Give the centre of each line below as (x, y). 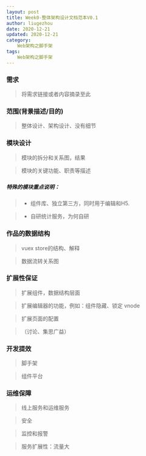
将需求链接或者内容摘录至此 (56, 94)
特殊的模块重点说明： (33, 187)
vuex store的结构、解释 (50, 248)
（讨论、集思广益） (45, 331)
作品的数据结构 (28, 234)
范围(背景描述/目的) (35, 111)
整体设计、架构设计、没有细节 (58, 126)
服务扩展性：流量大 (45, 447)
